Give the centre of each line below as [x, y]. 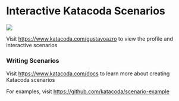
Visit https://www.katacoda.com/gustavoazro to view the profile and [90, 39]
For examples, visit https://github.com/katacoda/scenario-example [88, 91]
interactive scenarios [32, 45]
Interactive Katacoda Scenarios [86, 11]
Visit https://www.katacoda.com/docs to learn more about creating [88, 74]
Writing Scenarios [33, 60]
